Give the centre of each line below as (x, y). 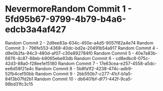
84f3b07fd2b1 (19, 79)
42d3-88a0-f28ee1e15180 (31, 63)
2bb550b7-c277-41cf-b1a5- (105, 74)
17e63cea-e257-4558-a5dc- (128, 63)
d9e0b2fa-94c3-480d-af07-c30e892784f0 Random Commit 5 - (70, 53)
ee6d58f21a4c (19, 68)
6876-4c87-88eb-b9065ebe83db (39, 58)
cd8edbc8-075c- (133, 58)
